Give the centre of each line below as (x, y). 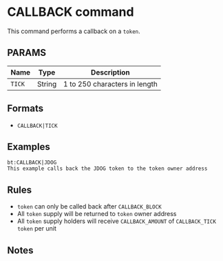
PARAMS (27, 53)
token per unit (36, 229)
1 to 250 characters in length (110, 84)
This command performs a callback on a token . (74, 31)
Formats (25, 109)
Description (110, 72)
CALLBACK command (71, 12)
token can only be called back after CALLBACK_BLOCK (89, 206)
